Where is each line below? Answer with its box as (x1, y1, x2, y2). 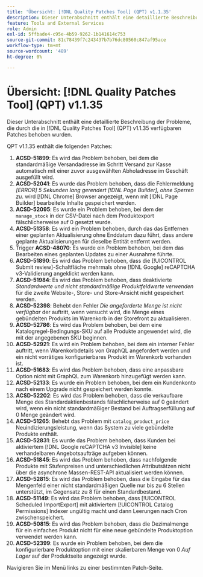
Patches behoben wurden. (7, 131, 73, 138)
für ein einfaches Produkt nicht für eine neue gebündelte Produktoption (15, 526, 193, 533)
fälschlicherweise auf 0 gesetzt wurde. (15, 218, 113, 225)
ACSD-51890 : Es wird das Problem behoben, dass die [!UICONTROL (15, 257, 186, 264)
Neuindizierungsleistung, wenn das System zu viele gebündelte (15, 424, 173, 431)
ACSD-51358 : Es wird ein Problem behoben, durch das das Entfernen (15, 225, 189, 232)
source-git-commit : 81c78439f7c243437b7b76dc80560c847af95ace (7, 37, 166, 43)
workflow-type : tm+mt (7, 43, 61, 49)
